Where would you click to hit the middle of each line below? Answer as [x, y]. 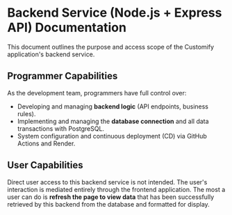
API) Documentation [67, 27]
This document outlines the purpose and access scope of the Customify [110, 47]
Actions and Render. [46, 143]
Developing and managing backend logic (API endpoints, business [113, 106]
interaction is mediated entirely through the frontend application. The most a [116, 189]
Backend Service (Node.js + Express [115, 13]
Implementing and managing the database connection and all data [113, 121]
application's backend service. [51, 54]
